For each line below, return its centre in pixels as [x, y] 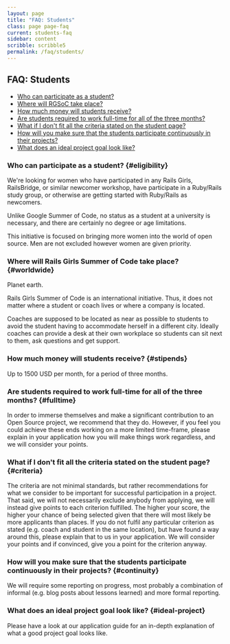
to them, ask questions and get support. [64, 341]
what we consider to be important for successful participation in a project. [112, 493]
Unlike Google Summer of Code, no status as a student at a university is [109, 215]
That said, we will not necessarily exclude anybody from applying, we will [111, 500]
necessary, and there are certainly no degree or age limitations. [97, 223]
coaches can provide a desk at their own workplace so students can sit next [115, 334]
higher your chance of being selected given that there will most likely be [109, 515]
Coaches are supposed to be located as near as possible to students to [108, 319]
